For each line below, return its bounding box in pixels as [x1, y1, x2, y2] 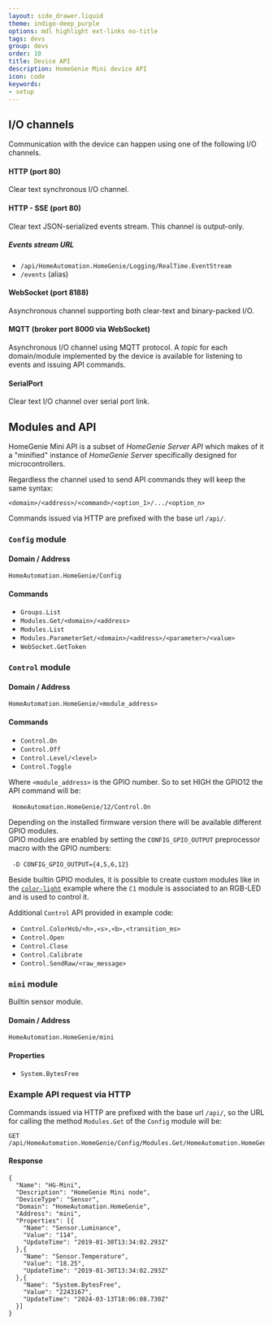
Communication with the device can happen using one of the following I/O [8, 139, 258, 149]
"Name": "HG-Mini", [15, 1181, 82, 1189]
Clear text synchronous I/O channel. [8, 185, 129, 194]
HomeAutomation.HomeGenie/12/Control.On [11, 803, 151, 811]
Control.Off [19, 745, 61, 753]
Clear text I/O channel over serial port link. [8, 396, 150, 407]
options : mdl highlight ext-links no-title [8, 27, 158, 35]
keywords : [8, 80, 42, 88]
